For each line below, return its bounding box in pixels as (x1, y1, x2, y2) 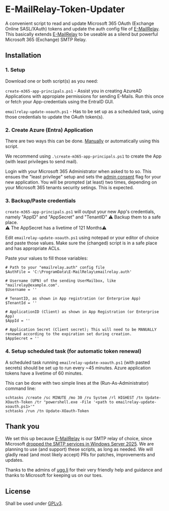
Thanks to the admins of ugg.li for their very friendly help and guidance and (5, 467, 162, 473)
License (5, 487, 31, 495)
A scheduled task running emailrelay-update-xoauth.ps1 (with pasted (5, 359, 150, 366)
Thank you (5, 422, 39, 430)
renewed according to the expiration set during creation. (5, 332, 132, 337)
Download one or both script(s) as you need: (5, 78, 98, 84)
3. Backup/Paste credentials (5, 197, 76, 204)
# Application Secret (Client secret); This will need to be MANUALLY (5, 327, 157, 333)
